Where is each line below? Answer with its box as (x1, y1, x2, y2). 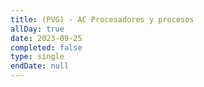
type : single (10, 52, 65, 62)
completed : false (10, 42, 83, 53)
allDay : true (10, 24, 65, 34)
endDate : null (10, 61, 70, 71)
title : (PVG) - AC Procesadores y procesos (10, 14, 195, 25)
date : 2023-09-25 (10, 33, 83, 43)
